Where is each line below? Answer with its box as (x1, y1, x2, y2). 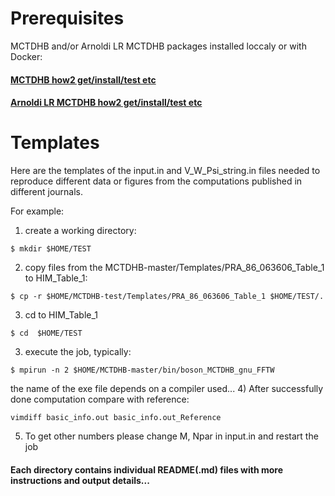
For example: (10, 205, 65, 217)
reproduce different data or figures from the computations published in (10, 175, 303, 187)
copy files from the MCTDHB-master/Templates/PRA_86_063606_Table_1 (24, 262, 325, 274)
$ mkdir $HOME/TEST (10, 244, 92, 254)
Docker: (10, 50, 43, 62)
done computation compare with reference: (10, 393, 190, 406)
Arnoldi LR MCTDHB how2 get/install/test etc (10, 97, 203, 109)
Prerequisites (10, 7, 125, 30)
